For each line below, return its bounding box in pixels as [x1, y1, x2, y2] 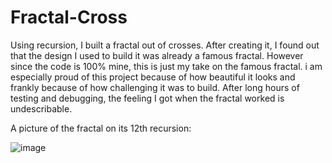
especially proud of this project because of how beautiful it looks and [10, 71, 296, 83]
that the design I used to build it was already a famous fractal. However [10, 49, 304, 61]
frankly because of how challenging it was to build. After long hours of [10, 81, 300, 93]
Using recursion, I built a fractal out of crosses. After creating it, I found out [10, 39, 320, 51]
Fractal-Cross [10, 6, 128, 29]
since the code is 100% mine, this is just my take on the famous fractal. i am [10, 60, 323, 72]
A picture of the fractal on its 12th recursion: [10, 122, 192, 134]
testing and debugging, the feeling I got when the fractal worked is [10, 92, 285, 104]
